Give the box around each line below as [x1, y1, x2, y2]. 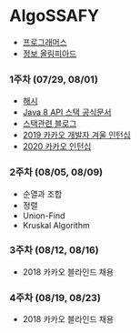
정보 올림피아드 [22, 47, 77, 59]
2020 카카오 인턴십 [22, 141, 92, 152]
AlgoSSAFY [9, 5, 100, 26]
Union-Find [22, 210, 65, 221]
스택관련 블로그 [22, 118, 77, 129]
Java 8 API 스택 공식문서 [22, 106, 112, 118]
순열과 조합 [22, 188, 63, 199]
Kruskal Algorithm [22, 219, 90, 230]
